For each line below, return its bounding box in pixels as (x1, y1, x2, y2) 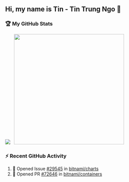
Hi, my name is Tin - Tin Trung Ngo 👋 (5, 5, 121, 14)
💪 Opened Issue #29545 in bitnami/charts (12, 165, 99, 171)
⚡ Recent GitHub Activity (5, 152, 66, 159)
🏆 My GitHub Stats (5, 21, 53, 28)
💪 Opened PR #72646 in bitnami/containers (12, 171, 102, 177)
